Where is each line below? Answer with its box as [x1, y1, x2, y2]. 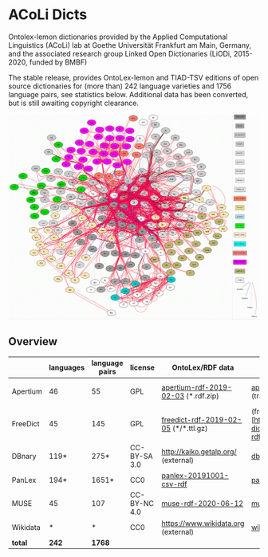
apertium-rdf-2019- [161, 382, 233, 392]
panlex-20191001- [161, 471, 229, 481]
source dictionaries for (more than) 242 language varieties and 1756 [8, 81, 232, 91]
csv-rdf [161, 480, 187, 489]
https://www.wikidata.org [161, 518, 245, 528]
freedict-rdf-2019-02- [161, 414, 242, 424]
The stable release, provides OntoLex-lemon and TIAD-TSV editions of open [8, 73, 259, 82]
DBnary [11, 451, 37, 461]
